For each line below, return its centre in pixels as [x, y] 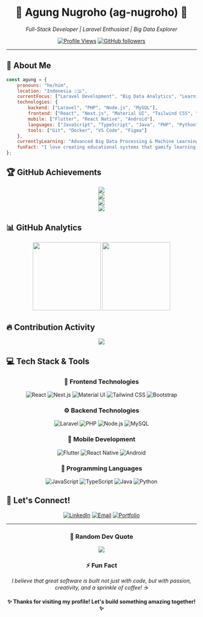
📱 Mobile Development [101, 439]
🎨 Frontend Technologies [101, 381]
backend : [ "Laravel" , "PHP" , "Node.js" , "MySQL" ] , [93, 108]
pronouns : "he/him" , [43, 85]
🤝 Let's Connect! [38, 500]
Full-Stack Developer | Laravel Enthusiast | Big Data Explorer [101, 29]
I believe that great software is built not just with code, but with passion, [101, 581]
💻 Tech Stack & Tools [48, 361]
